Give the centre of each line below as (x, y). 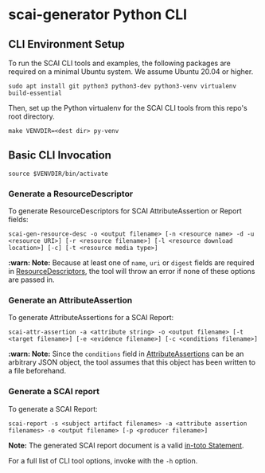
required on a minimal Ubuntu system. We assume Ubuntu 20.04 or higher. (131, 72)
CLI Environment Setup (66, 44)
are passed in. (31, 279)
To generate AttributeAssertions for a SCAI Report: (91, 318)
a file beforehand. (37, 371)
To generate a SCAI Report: (53, 408)
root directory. (32, 116)
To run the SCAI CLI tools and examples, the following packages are (119, 63)
